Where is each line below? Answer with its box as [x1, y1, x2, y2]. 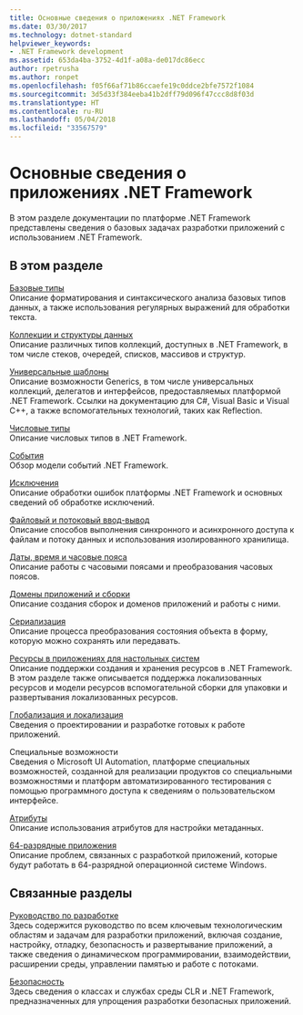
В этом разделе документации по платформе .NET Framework [9, 212, 251, 223]
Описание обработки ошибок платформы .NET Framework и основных [9, 487, 283, 498]
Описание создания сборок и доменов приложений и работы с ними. [9, 598, 281, 609]
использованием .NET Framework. [9, 232, 143, 243]
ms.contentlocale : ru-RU [9, 107, 104, 116]
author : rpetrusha [9, 65, 79, 74]
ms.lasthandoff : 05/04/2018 [9, 115, 116, 124]
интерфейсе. [9, 794, 59, 805]
